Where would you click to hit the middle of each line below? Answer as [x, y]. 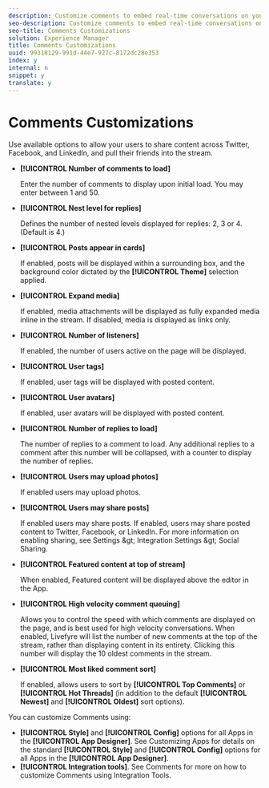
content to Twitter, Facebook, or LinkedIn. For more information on [129, 532]
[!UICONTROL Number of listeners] [79, 335]
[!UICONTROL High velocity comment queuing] [100, 604]
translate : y [30, 83]
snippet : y [26, 75]
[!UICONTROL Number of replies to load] [88, 429]
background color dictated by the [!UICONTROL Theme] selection [129, 272]
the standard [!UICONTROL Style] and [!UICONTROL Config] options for [140, 750]
